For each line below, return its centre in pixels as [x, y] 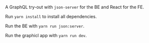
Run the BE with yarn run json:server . [45, 26]
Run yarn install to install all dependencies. [51, 16]
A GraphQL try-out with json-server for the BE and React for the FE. [74, 7]
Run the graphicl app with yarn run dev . [46, 35]
